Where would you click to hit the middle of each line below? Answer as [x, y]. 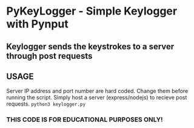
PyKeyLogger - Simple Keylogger [92, 11]
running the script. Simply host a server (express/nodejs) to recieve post [97, 98]
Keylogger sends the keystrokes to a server [90, 46]
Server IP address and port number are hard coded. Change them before [97, 91]
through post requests [49, 56]
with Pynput [37, 24]
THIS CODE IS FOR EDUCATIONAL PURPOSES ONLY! [85, 120]
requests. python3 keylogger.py [46, 104]
